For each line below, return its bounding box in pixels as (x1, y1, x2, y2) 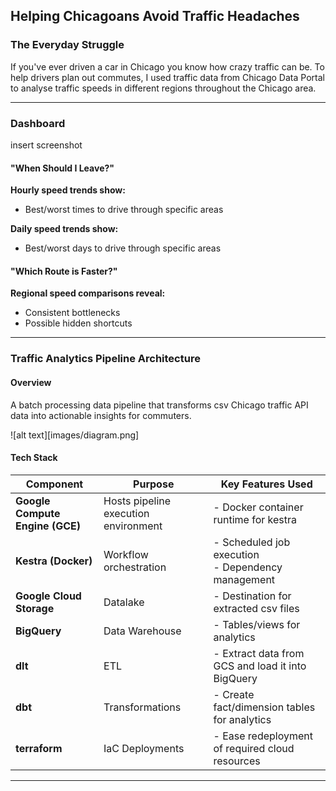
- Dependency (213, 560, 283, 574)
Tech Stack (10, 452, 58, 464)
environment (103, 519, 163, 533)
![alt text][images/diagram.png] (10, 429, 140, 441)
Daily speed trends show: (10, 223, 119, 235)
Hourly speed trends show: (10, 184, 126, 196)
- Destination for (213, 589, 292, 603)
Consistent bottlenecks (24, 307, 121, 319)
